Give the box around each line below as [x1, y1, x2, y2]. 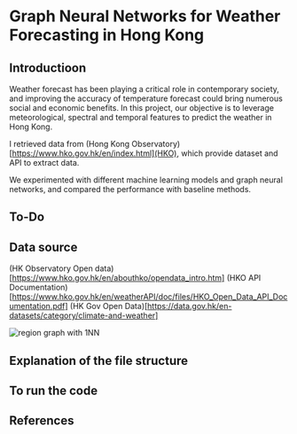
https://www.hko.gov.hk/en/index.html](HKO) [12, 148, 177, 159]
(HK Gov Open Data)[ [69, 301, 148, 312]
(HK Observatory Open [9, 263, 93, 274]
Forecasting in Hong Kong [9, 25, 205, 45]
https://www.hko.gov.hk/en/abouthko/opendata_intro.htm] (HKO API [12, 273, 262, 283]
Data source [9, 239, 78, 254]
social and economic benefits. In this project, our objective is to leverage [9, 103, 275, 112]
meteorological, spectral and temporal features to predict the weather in [9, 112, 272, 122]
